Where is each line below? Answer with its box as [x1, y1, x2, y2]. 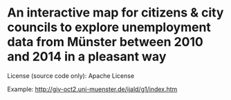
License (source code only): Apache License [7, 71, 135, 80]
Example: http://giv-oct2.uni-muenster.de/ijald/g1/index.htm [7, 85, 178, 93]
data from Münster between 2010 [7, 34, 204, 50]
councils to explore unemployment [7, 19, 211, 35]
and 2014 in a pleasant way [7, 49, 167, 65]
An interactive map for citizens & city [7, 5, 224, 21]
